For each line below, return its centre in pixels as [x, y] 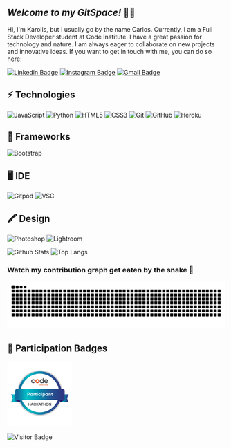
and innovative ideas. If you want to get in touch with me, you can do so [110, 51]
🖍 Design [29, 218]
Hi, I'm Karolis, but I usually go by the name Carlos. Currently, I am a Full [110, 29]
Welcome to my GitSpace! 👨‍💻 [72, 13]
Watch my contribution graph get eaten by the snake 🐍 [100, 270]
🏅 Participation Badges [57, 348]
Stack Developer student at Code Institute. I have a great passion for [105, 37]
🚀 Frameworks [39, 137]
